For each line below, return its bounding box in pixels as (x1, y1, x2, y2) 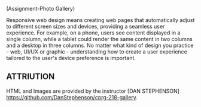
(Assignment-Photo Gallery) (6, 5, 75, 12)
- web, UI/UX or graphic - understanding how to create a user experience (6, 48, 187, 55)
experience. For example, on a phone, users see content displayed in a (6, 29, 181, 36)
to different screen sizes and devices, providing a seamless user (6, 23, 165, 30)
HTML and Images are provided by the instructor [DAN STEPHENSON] (6, 87, 179, 95)
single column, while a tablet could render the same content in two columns (6, 36, 193, 42)
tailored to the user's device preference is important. (6, 55, 136, 61)
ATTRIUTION (6, 71, 55, 82)
